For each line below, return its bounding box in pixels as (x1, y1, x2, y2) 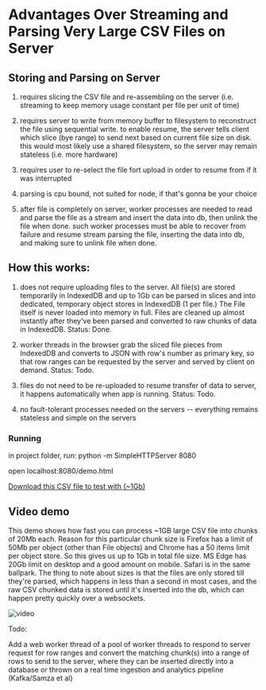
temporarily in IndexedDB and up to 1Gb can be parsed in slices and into (19, 290, 256, 300)
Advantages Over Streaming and (8, 6, 229, 24)
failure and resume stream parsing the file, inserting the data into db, (19, 230, 245, 239)
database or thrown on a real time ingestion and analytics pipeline (8, 665, 224, 674)
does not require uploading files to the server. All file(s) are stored (19, 282, 236, 292)
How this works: (8, 261, 91, 275)
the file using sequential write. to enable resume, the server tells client (19, 125, 250, 134)
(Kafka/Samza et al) (8, 673, 73, 683)
